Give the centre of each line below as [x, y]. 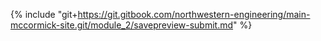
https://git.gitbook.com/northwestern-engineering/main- [194, 14]
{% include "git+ [44, 14]
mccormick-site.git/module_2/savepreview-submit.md [122, 25]
